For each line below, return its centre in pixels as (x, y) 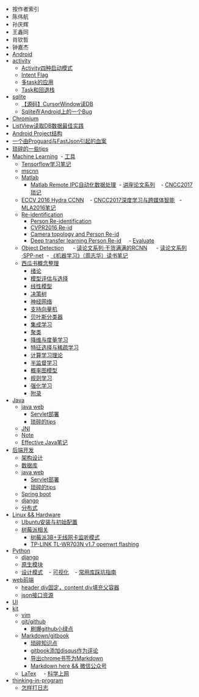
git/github (33, 621)
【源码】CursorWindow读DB (57, 104)
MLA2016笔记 (38, 208)
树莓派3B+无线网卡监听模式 (65, 537)
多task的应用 (37, 82)
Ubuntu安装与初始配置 (49, 522)
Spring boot (36, 494)
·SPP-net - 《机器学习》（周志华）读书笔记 (74, 255)
